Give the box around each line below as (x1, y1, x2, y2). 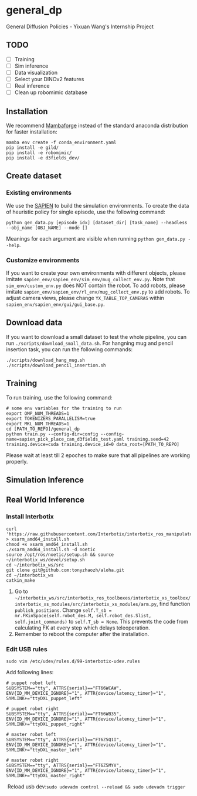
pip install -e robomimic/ (6, 149, 72, 156)
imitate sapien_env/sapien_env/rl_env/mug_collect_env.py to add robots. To (6, 288, 190, 295)
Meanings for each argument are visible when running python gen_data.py (6, 235, 186, 242)
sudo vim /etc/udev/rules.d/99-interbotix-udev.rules (6, 658, 141, 664)
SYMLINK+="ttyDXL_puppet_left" (6, 695, 83, 701)
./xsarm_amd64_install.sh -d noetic (6, 547, 96, 552)
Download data (6, 318, 63, 328)
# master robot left (6, 731, 57, 737)
